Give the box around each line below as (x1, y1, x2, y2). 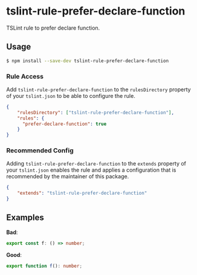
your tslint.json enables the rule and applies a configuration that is (6, 166, 176, 173)
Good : (6, 251, 22, 258)
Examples (6, 213, 44, 223)
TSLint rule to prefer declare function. (6, 24, 100, 31)
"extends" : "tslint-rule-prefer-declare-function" (17, 190, 147, 196)
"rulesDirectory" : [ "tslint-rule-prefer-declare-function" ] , (17, 109, 174, 115)
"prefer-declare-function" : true (22, 121, 107, 127)
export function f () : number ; (6, 263, 83, 269)
